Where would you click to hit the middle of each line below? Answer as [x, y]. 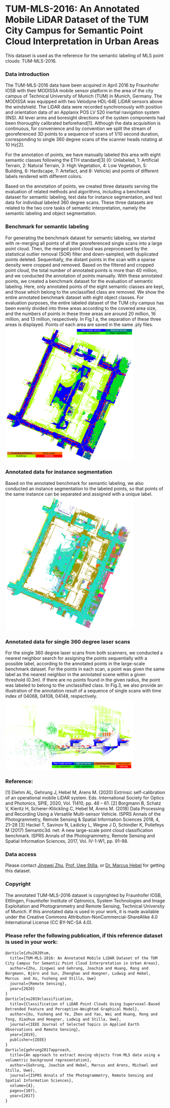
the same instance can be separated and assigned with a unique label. [79, 494]
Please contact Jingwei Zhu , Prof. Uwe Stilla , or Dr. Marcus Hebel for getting [85, 865]
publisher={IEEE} [28, 1040]
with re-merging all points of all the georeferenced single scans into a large [84, 243]
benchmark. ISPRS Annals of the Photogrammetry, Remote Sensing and [80, 836]
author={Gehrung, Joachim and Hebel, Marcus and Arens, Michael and [84, 1065]
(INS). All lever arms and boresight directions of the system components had [85, 118]
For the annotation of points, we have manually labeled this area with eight [83, 155]
